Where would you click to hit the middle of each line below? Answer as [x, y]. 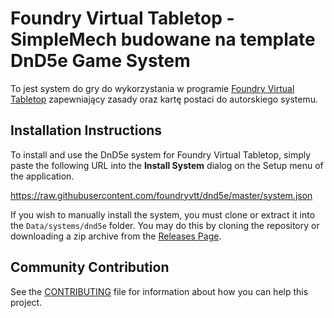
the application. [42, 176]
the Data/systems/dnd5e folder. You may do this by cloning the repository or [165, 225]
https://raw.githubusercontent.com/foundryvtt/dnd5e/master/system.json [161, 195]
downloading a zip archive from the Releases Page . [116, 236]
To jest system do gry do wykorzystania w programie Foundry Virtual [152, 88]
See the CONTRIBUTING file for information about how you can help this [159, 291]
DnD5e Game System [100, 61]
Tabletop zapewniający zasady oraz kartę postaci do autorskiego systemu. [164, 99]
